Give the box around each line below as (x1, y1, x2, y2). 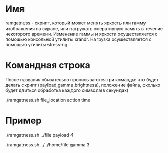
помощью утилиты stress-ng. (5, 41, 69, 47)
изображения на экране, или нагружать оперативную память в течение (5, 25, 163, 31)
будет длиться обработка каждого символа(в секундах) (5, 87, 129, 93)
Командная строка (5, 60, 90, 71)
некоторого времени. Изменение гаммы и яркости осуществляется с (5, 31, 158, 37)
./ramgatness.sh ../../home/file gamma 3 (5, 141, 90, 148)
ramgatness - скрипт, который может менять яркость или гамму (5, 20, 146, 26)
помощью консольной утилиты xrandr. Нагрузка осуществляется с (5, 36, 152, 42)
